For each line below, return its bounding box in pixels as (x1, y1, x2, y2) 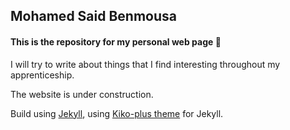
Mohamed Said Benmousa (10, 8, 177, 25)
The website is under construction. (10, 88, 154, 100)
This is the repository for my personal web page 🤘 (10, 35, 222, 48)
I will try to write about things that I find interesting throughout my (10, 58, 281, 70)
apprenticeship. (10, 69, 75, 81)
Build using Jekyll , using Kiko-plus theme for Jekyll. (10, 107, 224, 119)
